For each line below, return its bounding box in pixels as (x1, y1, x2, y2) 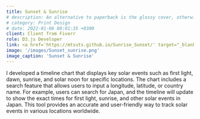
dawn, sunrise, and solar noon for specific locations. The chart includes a (6, 76, 186, 83)
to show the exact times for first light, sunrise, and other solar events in (6, 95, 180, 102)
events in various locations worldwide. (6, 107, 101, 114)
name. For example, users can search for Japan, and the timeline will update (6, 88, 193, 95)
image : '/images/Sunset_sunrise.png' (6, 48, 100, 54)
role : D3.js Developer (6, 36, 62, 42)
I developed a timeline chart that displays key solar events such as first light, (6, 69, 193, 76)
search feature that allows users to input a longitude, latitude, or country (6, 82, 183, 89)
